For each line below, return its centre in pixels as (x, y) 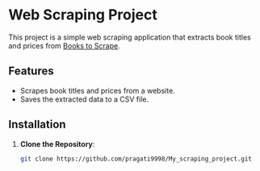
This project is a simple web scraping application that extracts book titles (130, 37)
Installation (37, 125)
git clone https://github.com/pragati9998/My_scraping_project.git (136, 159)
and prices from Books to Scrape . (64, 45)
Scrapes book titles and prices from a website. (97, 90)
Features (31, 71)
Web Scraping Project (83, 15)
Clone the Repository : (57, 144)
